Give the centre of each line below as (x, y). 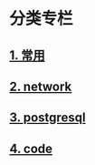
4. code (31, 148)
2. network (41, 86)
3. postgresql (47, 118)
